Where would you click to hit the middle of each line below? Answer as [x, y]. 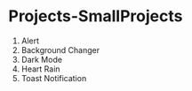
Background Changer [60, 49]
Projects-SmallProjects [96, 16]
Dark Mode [42, 59]
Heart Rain [40, 69]
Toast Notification [54, 78]
